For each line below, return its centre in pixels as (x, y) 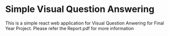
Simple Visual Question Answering (80, 9)
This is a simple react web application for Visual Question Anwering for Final (85, 23)
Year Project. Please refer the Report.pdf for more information (70, 28)
